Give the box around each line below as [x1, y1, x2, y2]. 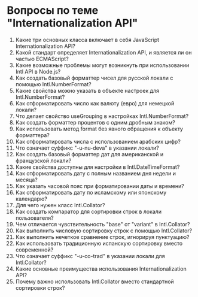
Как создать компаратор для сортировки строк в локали [15, 208, 162, 215]
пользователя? [15, 214, 54, 222]
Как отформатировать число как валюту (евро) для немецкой [15, 99, 175, 107]
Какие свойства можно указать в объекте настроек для [15, 87, 160, 94]
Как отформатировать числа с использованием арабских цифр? [15, 138, 181, 145]
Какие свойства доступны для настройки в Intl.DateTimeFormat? [15, 163, 180, 171]
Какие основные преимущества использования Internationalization [15, 265, 187, 272]
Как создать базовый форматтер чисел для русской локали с [15, 74, 173, 81]
